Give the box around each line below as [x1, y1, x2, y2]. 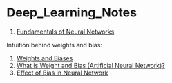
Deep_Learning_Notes [6, 5, 137, 21]
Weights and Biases [16, 54, 73, 62]
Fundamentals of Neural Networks [16, 27, 115, 36]
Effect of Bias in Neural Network [16, 69, 108, 77]
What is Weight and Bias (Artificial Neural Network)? [16, 61, 165, 69]
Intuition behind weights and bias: [6, 40, 103, 49]
